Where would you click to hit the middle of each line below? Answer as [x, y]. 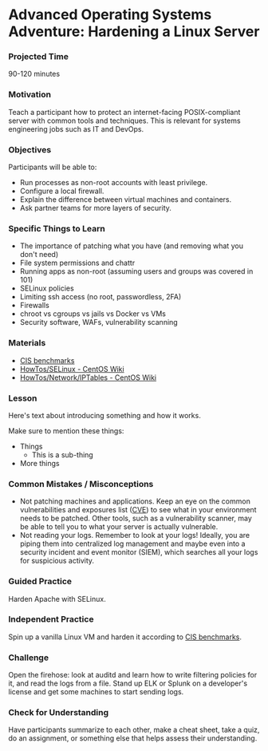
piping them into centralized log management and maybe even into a [132, 543]
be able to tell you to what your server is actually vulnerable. [119, 527]
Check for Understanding [59, 713]
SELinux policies [47, 288]
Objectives [30, 149]
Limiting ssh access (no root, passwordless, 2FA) [100, 297]
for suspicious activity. [57, 561]
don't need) [39, 255]
